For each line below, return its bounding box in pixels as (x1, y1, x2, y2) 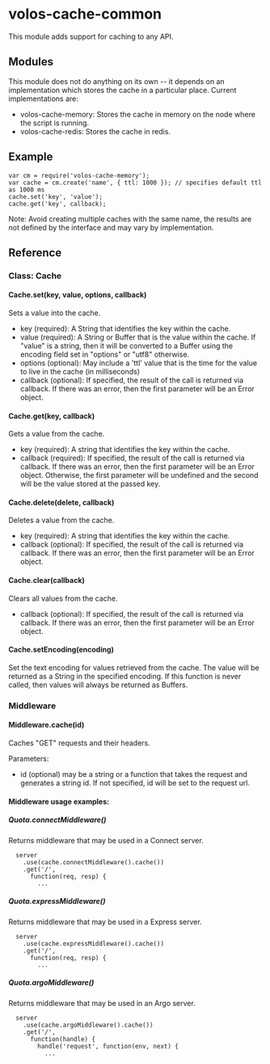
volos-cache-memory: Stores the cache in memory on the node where (19, 109, 256, 119)
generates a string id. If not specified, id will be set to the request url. (19, 778, 251, 788)
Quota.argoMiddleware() (8, 977, 95, 987)
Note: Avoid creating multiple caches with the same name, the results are (8, 213, 252, 223)
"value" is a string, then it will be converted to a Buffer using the (19, 341, 234, 351)
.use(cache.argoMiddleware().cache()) (23, 1020, 154, 1029)
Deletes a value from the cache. (8, 515, 115, 526)
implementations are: (8, 94, 79, 103)
